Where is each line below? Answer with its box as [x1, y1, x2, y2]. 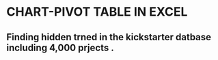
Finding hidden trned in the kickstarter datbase [6, 31, 212, 43]
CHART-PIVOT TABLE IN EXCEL [6, 4, 188, 20]
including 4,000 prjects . [6, 42, 114, 53]
